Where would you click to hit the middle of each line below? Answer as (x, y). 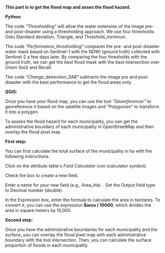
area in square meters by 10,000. (38, 210)
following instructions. (28, 156)
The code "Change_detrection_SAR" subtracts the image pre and (71, 77)
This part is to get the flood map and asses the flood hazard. (68, 7)
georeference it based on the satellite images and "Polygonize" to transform (82, 106)
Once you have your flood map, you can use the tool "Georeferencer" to (78, 101)
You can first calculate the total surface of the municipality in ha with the (79, 151)
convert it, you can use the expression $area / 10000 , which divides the (78, 205)
